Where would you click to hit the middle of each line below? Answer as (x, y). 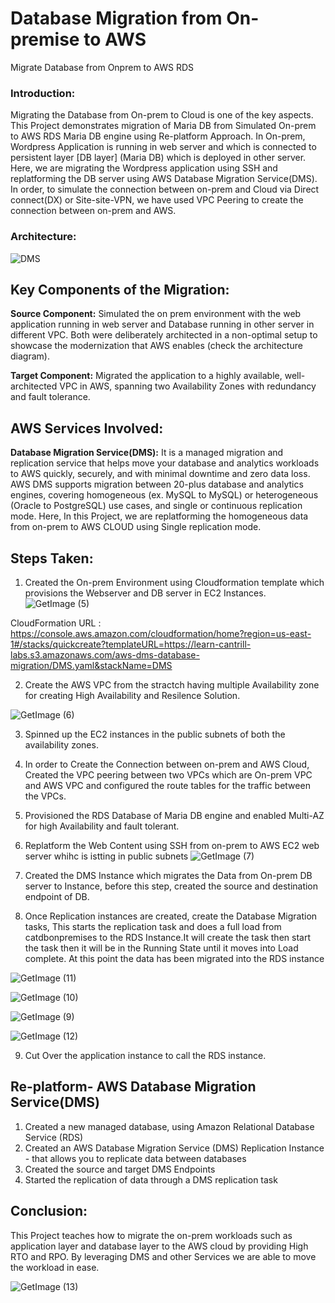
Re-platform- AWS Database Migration (133, 1087)
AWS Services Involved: (87, 428)
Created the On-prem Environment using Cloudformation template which (174, 582)
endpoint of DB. (57, 896)
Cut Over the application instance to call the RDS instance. (145, 1055)
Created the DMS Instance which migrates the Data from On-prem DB (168, 875)
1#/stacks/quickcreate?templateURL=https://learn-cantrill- (131, 644)
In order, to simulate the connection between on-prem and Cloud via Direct (165, 189)
